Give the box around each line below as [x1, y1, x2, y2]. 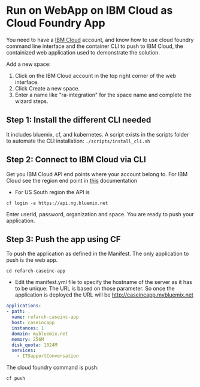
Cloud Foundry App [6, 16, 106, 30]
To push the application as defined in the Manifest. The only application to [6, 250, 189, 258]
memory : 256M [11, 336, 44, 342]
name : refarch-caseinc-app [11, 314, 79, 321]
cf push [6, 376, 26, 382]
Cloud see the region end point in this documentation [6, 177, 138, 184]
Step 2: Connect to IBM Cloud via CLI [6, 155, 147, 165]
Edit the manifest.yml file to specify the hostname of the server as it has [14, 279, 193, 286]
